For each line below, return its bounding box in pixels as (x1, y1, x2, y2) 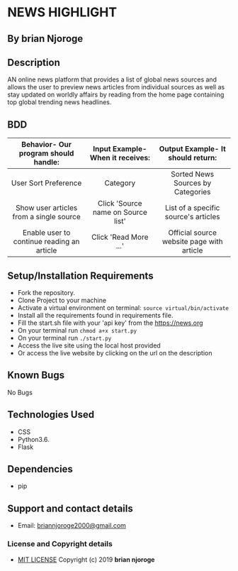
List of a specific (165, 203, 220, 213)
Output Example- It (159, 144, 227, 154)
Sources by (173, 178, 212, 188)
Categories (174, 187, 211, 197)
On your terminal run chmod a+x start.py (17, 326, 137, 335)
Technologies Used (7, 409, 94, 421)
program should (18, 148, 74, 158)
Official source (168, 228, 217, 238)
